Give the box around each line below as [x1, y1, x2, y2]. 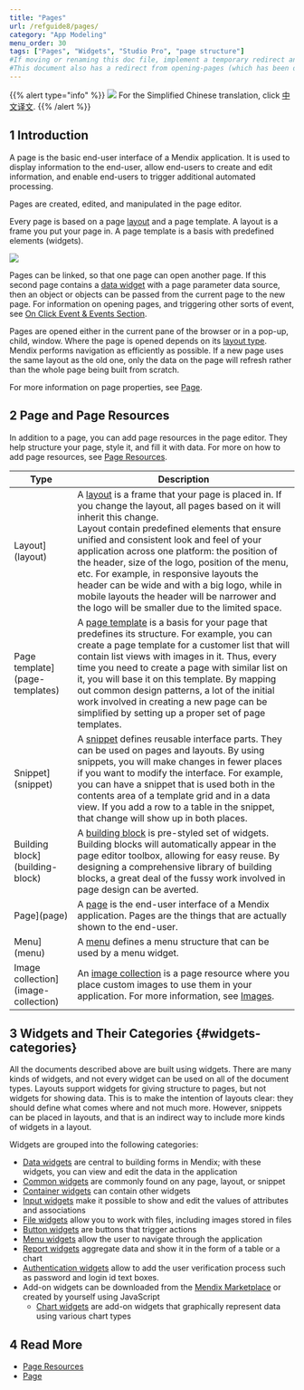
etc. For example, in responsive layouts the [77, 567, 260, 580]
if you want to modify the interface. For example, [77, 766, 283, 779]
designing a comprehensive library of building [77, 860, 272, 873]
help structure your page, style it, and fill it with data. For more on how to [9, 441, 280, 453]
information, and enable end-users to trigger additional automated [9, 171, 256, 182]
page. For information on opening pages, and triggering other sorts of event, [9, 298, 295, 309]
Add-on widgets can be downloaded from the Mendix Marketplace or [22, 1282, 282, 1293]
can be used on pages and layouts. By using [77, 743, 265, 756]
